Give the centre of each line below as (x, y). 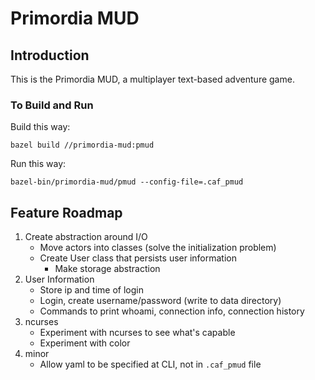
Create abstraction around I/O (86, 237)
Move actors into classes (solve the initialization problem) (158, 248)
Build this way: (40, 127)
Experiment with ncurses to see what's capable (137, 333)
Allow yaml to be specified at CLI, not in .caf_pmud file (150, 364)
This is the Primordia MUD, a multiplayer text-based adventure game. (152, 79)
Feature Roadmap (66, 212)
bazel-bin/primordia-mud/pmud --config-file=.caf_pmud (127, 182)
